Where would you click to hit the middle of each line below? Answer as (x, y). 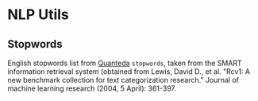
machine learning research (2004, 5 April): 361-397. (92, 88)
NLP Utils (38, 15)
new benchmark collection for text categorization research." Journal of (123, 80)
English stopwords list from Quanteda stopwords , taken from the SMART (125, 63)
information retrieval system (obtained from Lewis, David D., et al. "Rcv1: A (129, 72)
